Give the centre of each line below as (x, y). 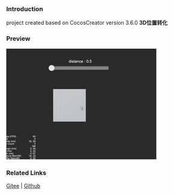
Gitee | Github (23, 185)
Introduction (25, 9)
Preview (18, 39)
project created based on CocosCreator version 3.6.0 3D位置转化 (87, 23)
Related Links (26, 173)
